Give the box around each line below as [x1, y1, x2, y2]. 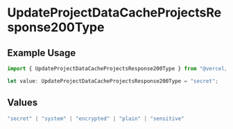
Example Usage [7, 47, 76, 59]
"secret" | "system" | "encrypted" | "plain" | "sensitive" [7, 115, 185, 122]
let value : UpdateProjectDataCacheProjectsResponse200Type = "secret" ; [7, 77, 218, 84]
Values [7, 97, 38, 108]
